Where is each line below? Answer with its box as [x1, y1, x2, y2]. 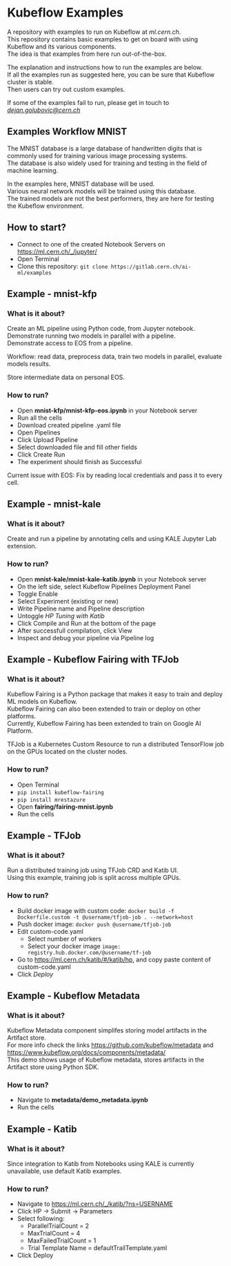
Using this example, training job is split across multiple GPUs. [7, 874, 181, 882]
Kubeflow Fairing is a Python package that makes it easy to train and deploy [7, 690, 223, 698]
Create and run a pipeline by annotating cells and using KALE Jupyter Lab [7, 535, 217, 543]
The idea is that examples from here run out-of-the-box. [7, 50, 167, 58]
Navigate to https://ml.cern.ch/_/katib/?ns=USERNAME [17, 1200, 174, 1208]
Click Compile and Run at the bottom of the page [17, 619, 157, 627]
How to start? [7, 222, 67, 233]
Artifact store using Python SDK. [7, 1063, 99, 1071]
